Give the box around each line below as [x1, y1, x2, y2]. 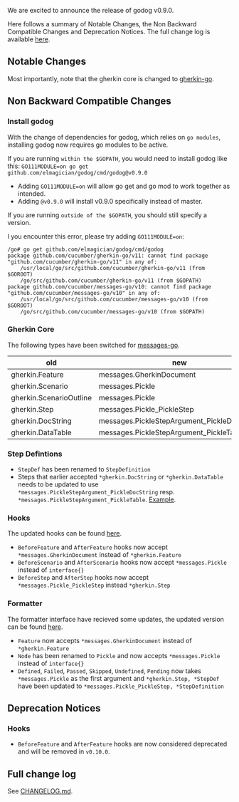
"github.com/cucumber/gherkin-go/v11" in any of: [7, 258, 158, 266]
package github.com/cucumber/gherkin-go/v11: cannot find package [7, 252, 208, 259]
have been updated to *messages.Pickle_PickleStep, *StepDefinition [17, 682, 224, 690]
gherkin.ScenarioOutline [11, 392, 92, 402]
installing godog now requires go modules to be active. [7, 140, 169, 149]
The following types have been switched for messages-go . [7, 340, 180, 349]
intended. [17, 189, 46, 198]
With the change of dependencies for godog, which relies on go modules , [7, 132, 221, 141]
